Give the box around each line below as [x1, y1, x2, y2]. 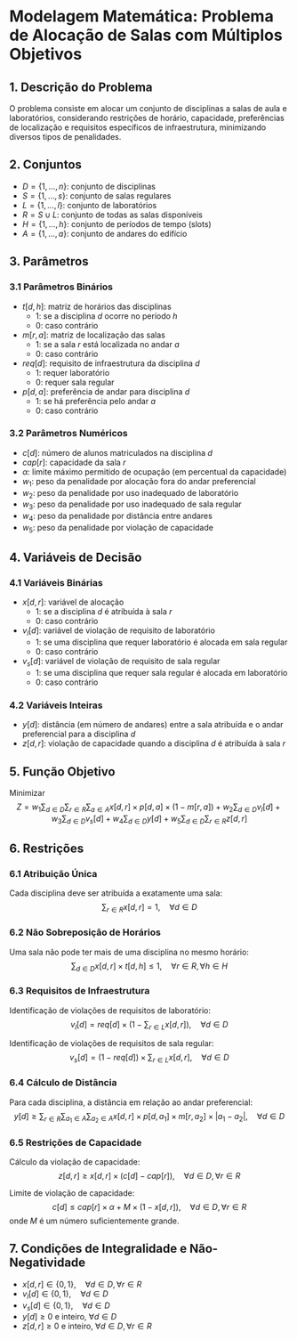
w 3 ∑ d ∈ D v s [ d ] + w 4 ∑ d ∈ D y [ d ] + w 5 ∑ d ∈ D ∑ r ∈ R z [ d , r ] [51, 813, 248, 825]
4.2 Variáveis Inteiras [9, 699, 103, 711]
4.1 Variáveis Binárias [9, 577, 104, 589]
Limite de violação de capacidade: [9, 1187, 135, 1198]
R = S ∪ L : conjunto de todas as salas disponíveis [21, 209, 203, 220]
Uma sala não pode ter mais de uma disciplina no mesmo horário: [9, 946, 249, 957]
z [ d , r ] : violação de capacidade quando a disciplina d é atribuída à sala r [21, 738, 286, 749]
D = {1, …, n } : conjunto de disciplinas [21, 181, 156, 191]
